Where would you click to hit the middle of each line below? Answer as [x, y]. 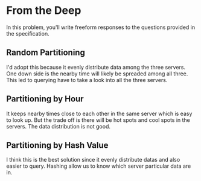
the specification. [28, 33]
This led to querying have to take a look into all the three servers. [87, 80]
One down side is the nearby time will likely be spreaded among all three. [97, 74]
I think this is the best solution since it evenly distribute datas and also [93, 160]
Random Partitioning [46, 53]
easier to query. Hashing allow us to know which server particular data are [99, 166]
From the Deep [44, 11]
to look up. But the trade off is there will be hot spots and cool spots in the [98, 120]
